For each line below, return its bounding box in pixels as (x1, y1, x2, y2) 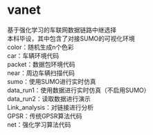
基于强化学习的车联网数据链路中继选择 (7, 25, 116, 34)
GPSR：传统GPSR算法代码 (7, 112, 82, 120)
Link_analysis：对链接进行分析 (7, 103, 94, 112)
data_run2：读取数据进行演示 (7, 94, 91, 103)
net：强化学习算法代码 (7, 120, 71, 129)
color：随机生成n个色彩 (7, 43, 74, 51)
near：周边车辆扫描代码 (7, 68, 75, 77)
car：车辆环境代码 (7, 51, 60, 60)
